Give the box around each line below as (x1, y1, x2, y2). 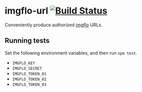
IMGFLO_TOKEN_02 (12, 76, 47, 82)
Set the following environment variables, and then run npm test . (5, 50, 137, 56)
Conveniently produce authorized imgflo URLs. (5, 22, 102, 28)
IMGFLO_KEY (12, 61, 35, 66)
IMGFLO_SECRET (12, 66, 42, 71)
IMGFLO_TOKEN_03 (12, 82, 47, 87)
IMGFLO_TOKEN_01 (12, 71, 47, 76)
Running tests (5, 36, 50, 45)
